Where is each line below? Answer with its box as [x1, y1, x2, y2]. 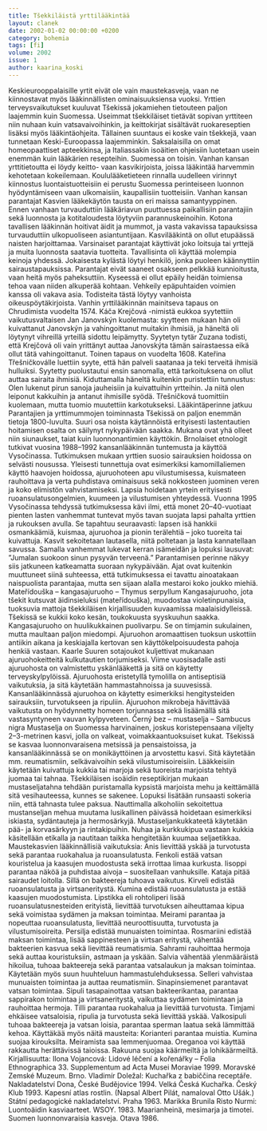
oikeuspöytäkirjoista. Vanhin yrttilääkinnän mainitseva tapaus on [8, 297, 219, 308]
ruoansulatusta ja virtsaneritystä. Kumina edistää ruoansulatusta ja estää [8, 884, 246, 894]
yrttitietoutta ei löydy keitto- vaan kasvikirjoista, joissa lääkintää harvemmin [8, 161, 255, 172]
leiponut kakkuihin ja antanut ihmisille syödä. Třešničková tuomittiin [8, 391, 229, 400]
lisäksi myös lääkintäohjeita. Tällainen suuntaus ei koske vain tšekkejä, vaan [8, 128, 257, 137]
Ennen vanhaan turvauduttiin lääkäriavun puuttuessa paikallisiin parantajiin [8, 205, 253, 214]
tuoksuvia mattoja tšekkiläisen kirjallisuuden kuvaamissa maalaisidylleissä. [8, 603, 253, 613]
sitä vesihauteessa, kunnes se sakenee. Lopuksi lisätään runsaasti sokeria [8, 791, 251, 800]
